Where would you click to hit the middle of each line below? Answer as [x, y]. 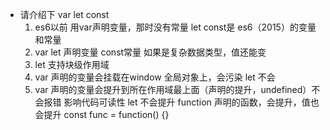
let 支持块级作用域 [72, 64]
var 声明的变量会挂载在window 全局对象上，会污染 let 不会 [155, 77]
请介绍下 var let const [64, 14]
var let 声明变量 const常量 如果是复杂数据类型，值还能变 [150, 52]
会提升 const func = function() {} [102, 114]
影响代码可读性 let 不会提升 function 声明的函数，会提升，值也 [191, 102]
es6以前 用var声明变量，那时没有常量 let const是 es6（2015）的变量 [175, 27]
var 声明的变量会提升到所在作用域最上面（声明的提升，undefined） [173, 89]
